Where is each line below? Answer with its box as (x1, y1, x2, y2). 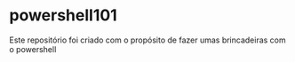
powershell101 (9, 5, 117, 26)
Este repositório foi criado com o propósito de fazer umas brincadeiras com (9, 35, 286, 45)
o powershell (9, 43, 57, 54)
